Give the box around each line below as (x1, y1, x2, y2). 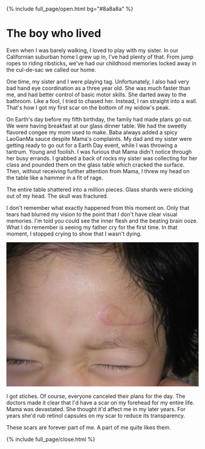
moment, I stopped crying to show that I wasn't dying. (6, 230, 142, 237)
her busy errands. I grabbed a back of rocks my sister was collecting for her (6, 154, 198, 162)
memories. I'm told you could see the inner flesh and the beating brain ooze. (6, 217, 198, 224)
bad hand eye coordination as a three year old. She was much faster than (6, 84, 191, 92)
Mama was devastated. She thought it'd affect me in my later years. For (6, 405, 186, 412)
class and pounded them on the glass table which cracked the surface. (6, 161, 185, 168)
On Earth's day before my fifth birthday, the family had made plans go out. (6, 115, 193, 123)
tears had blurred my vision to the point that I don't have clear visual (6, 210, 178, 218)
